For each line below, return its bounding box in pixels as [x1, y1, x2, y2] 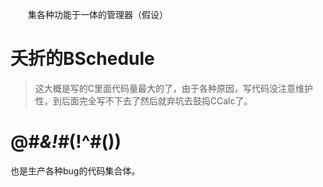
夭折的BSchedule [10, 48, 155, 70]
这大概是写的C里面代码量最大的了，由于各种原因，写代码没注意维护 [34, 82, 314, 94]
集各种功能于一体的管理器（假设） [27, 9, 168, 20]
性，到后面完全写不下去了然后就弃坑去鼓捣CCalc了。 [34, 94, 253, 107]
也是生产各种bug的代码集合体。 [10, 164, 141, 177]
